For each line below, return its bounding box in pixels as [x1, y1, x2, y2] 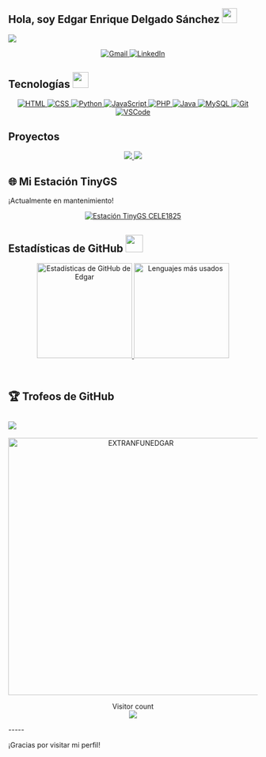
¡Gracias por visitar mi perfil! [8, 740, 101, 750]
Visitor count [112, 702, 154, 711]
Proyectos [8, 130, 60, 143]
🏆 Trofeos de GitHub [8, 390, 115, 404]
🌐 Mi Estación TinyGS [8, 175, 118, 188]
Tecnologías [8, 78, 70, 91]
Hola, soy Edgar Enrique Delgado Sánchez [8, 13, 220, 26]
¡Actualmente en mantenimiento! [8, 196, 115, 206]
